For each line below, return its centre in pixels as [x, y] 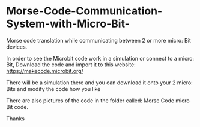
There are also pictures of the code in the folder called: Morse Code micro [98, 101]
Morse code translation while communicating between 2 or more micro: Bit [98, 40]
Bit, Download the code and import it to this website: [71, 65]
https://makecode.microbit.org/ [45, 71]
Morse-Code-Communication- [84, 11]
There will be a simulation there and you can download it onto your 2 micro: [100, 83]
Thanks [16, 119]
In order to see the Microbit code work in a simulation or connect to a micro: [100, 58]
